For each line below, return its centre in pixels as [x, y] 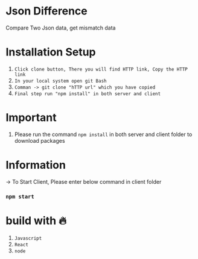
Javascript [28, 238]
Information [36, 165]
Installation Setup [51, 52]
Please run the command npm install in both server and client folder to [103, 134]
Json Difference [47, 11]
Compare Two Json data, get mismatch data [61, 28]
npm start [20, 196]
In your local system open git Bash [60, 81]
